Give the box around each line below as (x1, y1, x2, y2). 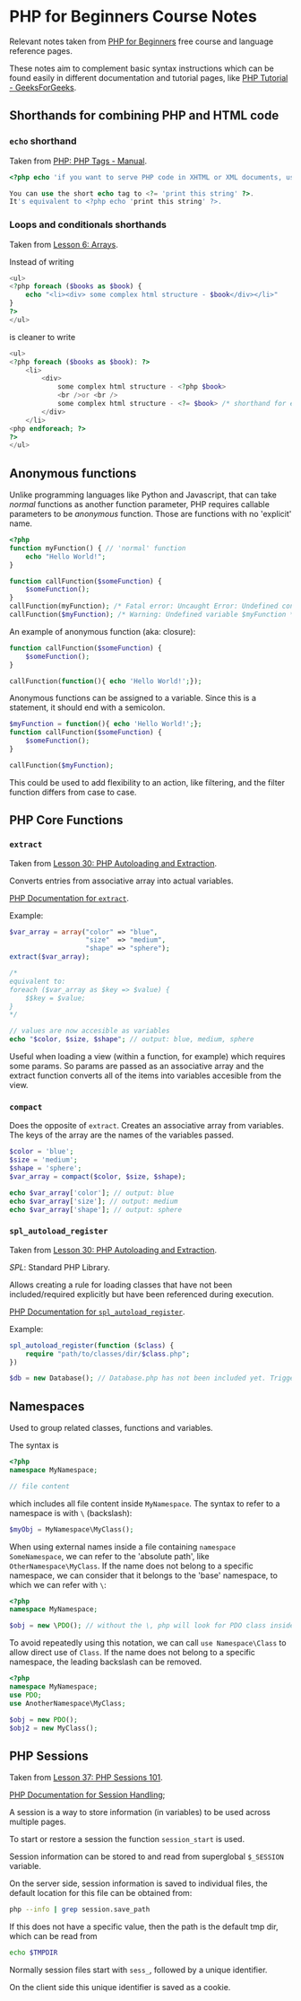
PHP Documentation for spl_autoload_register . (9, 1306, 185, 1317)
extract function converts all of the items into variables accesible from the (9, 1070, 282, 1081)
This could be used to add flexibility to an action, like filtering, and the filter (9, 777, 285, 787)
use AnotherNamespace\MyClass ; (9, 1698, 126, 1707)
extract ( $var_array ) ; (9, 952, 90, 961)
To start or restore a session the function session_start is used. (9, 1834, 245, 1845)
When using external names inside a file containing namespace (9, 1541, 236, 1552)
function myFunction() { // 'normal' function (9, 543, 186, 553)
